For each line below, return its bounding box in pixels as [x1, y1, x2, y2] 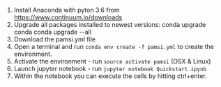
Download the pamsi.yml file [13, 35, 96, 43]
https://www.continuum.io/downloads [13, 13, 123, 21]
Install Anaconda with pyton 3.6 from [13, 6, 120, 14]
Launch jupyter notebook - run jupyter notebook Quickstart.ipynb [13, 65, 207, 72]
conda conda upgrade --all [13, 28, 92, 36]
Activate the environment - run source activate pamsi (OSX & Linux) [13, 57, 211, 65]
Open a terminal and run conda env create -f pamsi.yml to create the [13, 43, 214, 50]
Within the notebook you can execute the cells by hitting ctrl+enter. [13, 72, 207, 80]
